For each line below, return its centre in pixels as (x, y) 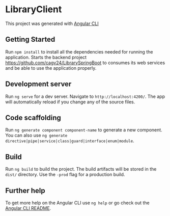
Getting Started (30, 39)
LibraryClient (34, 9)
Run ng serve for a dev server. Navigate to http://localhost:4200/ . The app (85, 96)
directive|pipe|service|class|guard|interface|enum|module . (70, 141)
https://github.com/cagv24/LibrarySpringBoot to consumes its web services (85, 63)
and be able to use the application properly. (51, 68)
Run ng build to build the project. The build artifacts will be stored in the (81, 169)
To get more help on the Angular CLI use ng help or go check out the (77, 203)
